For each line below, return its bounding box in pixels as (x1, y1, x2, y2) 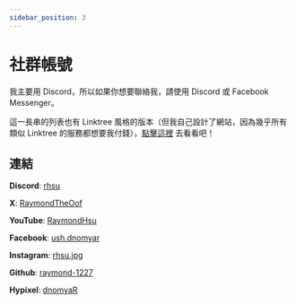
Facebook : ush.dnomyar (9, 232, 100, 243)
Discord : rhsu (9, 180, 61, 191)
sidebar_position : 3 (9, 13, 87, 22)
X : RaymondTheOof (9, 198, 83, 209)
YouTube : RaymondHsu (9, 215, 97, 226)
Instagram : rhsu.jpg (9, 250, 83, 261)
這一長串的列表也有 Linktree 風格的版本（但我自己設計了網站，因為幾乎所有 (9, 116, 288, 126)
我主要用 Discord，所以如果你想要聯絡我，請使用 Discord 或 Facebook (9, 86, 269, 97)
